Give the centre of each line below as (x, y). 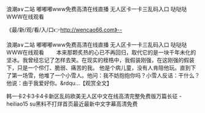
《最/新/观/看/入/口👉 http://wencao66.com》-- (64, 30)
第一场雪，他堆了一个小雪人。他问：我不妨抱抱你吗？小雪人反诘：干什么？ (106, 75)
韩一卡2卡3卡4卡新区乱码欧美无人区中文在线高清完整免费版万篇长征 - (94, 96)
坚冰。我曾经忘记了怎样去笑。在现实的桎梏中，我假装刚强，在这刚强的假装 (100, 60)
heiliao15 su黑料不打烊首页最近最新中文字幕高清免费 (72, 104)
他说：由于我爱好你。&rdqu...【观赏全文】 (59, 83)
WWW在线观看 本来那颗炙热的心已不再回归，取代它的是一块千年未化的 (101, 52)
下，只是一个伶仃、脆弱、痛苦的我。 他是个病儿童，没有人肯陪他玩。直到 (99, 68)
